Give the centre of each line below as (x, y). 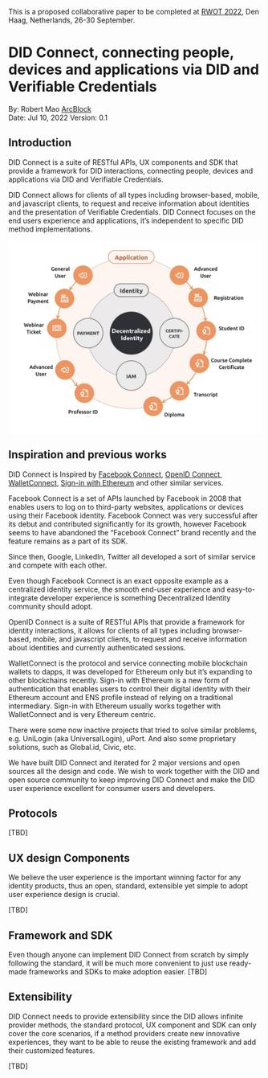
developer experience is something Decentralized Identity (135, 597)
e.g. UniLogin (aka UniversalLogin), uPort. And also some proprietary (122, 738)
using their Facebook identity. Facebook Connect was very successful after (133, 515)
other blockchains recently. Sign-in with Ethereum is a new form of (118, 680)
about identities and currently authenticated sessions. (97, 647)
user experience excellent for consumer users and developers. (112, 788)
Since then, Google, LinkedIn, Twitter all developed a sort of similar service (132, 556)
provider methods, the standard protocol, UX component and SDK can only (132, 1025)
